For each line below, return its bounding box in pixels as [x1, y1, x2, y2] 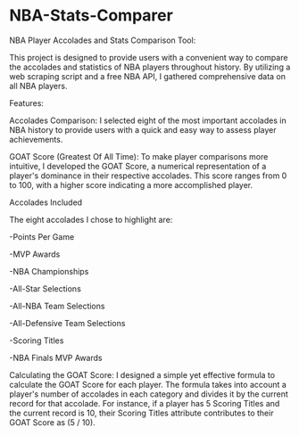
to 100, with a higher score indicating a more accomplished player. [9, 179, 253, 190]
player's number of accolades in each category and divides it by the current [9, 389, 288, 399]
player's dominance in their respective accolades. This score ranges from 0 [9, 170, 287, 181]
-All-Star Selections [9, 283, 82, 294]
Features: [9, 97, 45, 108]
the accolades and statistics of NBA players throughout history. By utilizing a [9, 62, 291, 72]
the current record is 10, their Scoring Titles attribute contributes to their [9, 407, 274, 418]
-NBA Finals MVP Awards [9, 352, 103, 363]
